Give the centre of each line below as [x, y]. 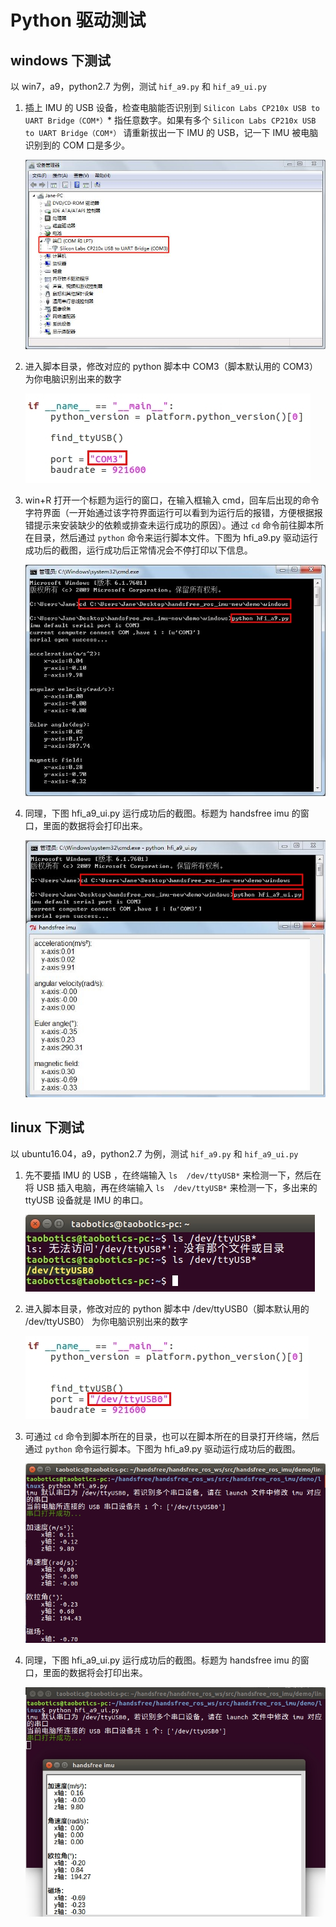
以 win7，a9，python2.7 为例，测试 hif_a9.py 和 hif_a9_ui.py [138, 86]
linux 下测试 [47, 1127]
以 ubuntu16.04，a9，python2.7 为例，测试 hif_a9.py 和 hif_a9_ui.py [154, 1153]
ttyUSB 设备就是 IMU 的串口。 [86, 1200]
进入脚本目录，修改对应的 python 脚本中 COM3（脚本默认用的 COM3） [171, 366]
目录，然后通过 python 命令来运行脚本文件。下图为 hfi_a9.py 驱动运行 [176, 537]
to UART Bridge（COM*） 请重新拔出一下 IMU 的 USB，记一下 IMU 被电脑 [171, 132]
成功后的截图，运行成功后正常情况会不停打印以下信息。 [138, 550]
